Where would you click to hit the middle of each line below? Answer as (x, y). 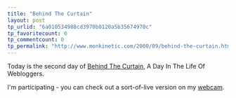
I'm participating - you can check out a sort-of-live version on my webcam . (116, 87)
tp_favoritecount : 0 (38, 33)
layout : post (26, 20)
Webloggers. (26, 73)
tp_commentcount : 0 (36, 40)
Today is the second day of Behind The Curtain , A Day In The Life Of (106, 66)
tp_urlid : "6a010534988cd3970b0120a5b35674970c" (80, 27)
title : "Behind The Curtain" (50, 14)
